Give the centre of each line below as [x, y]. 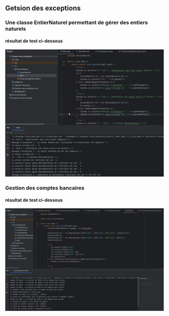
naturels [16, 29]
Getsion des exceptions [43, 8]
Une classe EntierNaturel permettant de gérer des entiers [77, 23]
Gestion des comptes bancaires [45, 188]
